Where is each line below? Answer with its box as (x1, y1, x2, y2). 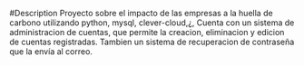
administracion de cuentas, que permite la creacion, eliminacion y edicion (9, 27, 285, 37)
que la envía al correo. (9, 46, 93, 57)
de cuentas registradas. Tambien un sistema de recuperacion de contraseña (9, 36, 295, 47)
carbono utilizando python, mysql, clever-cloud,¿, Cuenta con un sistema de (9, 17, 295, 28)
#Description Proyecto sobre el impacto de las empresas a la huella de (9, 8, 274, 18)
